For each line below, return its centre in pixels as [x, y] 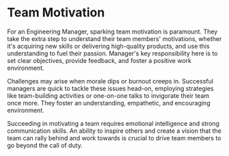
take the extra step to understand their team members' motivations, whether [114, 38]
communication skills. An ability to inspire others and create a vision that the [114, 131]
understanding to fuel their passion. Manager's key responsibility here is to [112, 53]
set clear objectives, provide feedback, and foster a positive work [99, 60]
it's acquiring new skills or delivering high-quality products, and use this [108, 46]
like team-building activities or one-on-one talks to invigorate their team [108, 95]
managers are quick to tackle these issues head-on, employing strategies [110, 88]
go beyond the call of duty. [45, 145]
